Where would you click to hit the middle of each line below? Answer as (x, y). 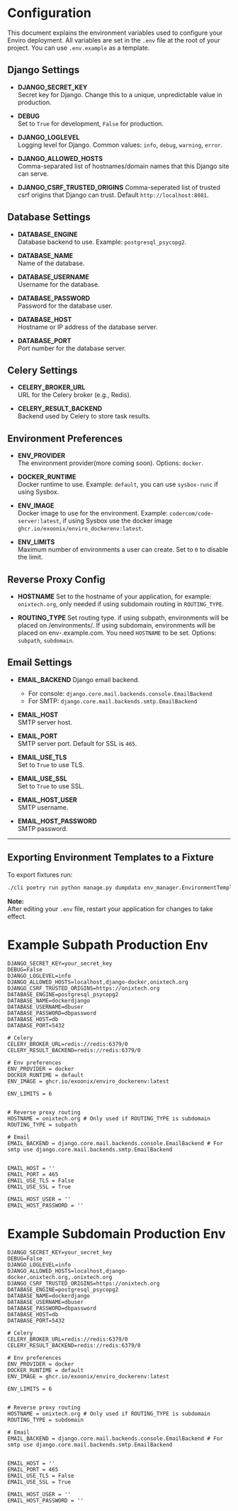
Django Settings (44, 70)
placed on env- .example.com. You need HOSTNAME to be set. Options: (117, 633)
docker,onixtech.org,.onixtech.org (60, 1278)
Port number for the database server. (72, 348)
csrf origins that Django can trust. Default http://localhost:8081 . (113, 195)
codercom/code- (192, 514)
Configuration (50, 13)
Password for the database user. (65, 306)
